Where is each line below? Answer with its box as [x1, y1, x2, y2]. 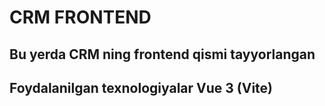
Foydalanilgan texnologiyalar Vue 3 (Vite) [9, 79, 273, 96]
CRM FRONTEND [9, 6, 152, 29]
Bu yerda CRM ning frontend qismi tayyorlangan [9, 46, 316, 63]
